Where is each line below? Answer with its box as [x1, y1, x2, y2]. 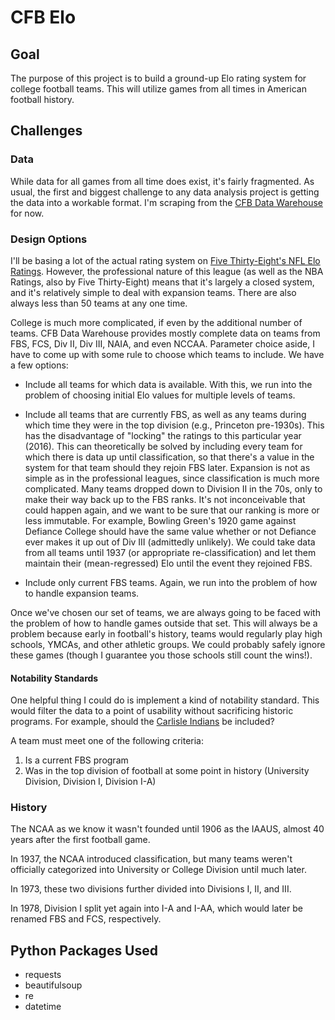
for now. [10, 207, 45, 219]
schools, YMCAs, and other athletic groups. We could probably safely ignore [10, 638, 326, 650]
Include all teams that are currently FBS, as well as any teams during [24, 408, 307, 420]
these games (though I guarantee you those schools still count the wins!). [10, 649, 313, 661]
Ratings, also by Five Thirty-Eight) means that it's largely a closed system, [10, 276, 315, 288]
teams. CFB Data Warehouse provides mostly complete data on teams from [10, 327, 321, 339]
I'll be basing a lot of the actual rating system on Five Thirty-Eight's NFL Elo [10, 254, 321, 266]
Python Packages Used [10, 942, 159, 959]
